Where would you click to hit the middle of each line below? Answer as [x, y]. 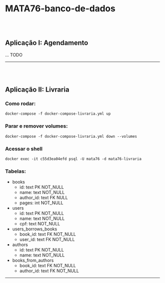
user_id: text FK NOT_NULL [47, 240]
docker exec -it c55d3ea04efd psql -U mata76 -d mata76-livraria [73, 159]
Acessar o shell [24, 149]
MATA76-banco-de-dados [60, 9]
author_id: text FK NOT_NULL [49, 271]
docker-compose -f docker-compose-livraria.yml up [58, 114]
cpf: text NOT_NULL [40, 224]
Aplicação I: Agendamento [47, 43]
